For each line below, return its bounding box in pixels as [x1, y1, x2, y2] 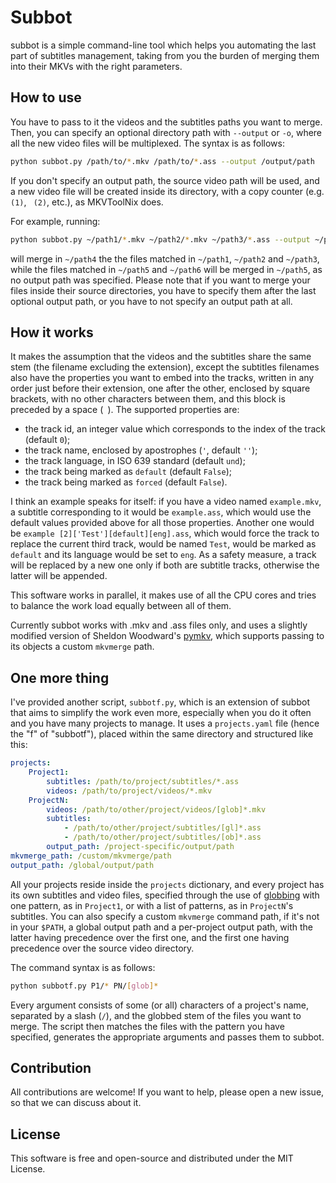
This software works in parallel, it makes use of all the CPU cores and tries [10, 589, 317, 601]
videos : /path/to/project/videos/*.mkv [46, 786, 213, 796]
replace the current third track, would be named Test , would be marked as [10, 538, 317, 550]
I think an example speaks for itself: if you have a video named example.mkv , [10, 496, 322, 508]
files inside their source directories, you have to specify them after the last [10, 284, 317, 296]
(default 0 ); [24, 434, 71, 446]
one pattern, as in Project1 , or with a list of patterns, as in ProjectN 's [10, 899, 294, 911]
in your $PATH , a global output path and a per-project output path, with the [10, 921, 313, 933]
